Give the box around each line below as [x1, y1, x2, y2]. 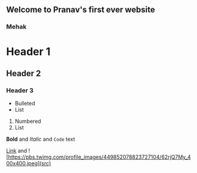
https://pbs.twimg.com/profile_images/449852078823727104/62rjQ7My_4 [8, 153, 192, 160]
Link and [6, 147, 27, 155]
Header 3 [6, 86, 34, 94]
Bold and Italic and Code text [6, 135, 76, 143]
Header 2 [6, 68, 42, 78]
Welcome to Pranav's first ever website [6, 5, 155, 15]
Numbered [14, 118, 42, 125]
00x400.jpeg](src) [6, 160, 51, 167]
